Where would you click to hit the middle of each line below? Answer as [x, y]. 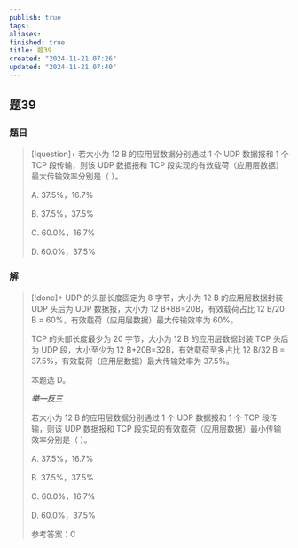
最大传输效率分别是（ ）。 [77, 176]
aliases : [25, 34]
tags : [19, 26]
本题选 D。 [51, 379]
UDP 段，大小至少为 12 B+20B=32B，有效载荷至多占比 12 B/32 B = [163, 349]
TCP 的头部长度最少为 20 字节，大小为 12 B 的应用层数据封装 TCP [151, 338]
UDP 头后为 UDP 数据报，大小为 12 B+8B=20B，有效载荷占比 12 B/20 [158, 308]
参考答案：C [54, 534]
